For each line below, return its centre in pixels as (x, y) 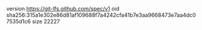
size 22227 (46, 21)
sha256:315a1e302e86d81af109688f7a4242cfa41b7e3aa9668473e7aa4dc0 (101, 15)
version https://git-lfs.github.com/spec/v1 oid (63, 9)
